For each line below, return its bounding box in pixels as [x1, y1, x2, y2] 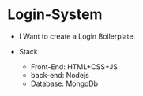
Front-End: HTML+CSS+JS [30, 61, 118, 72]
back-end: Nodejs [30, 70, 90, 79]
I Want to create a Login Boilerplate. [18, 31, 136, 41]
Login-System [7, 6, 103, 24]
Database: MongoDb [30, 79, 99, 88]
